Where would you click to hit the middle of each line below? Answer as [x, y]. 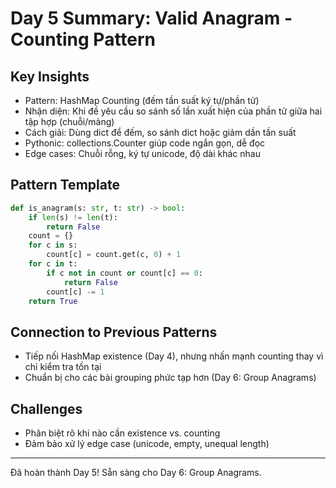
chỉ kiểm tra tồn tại [63, 367]
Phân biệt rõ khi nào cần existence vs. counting [122, 433]
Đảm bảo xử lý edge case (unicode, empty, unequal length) [147, 444]
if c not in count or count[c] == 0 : [124, 273]
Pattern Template [65, 185]
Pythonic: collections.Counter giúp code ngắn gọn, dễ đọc [145, 143]
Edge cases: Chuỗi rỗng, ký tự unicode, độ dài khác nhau [142, 153]
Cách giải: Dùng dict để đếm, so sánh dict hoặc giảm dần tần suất [160, 132]
